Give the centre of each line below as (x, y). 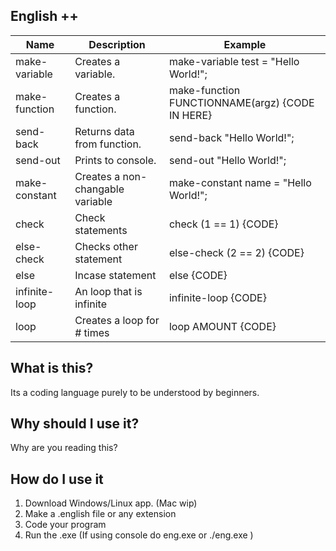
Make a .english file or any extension (100, 514)
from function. (108, 144)
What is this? (52, 368)
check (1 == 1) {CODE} (223, 224)
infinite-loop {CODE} (217, 297)
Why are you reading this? (64, 448)
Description (117, 44)
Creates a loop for (117, 320)
